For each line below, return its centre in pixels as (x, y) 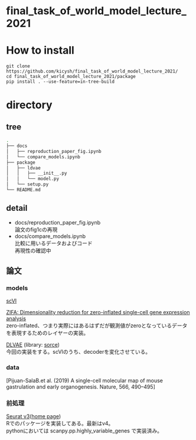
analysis (16, 319)
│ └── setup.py (27, 184)
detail (17, 208)
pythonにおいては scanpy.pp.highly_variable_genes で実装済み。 (84, 431)
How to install (40, 50)
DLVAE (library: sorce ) (33, 345)
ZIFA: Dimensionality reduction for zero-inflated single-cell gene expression (98, 312)
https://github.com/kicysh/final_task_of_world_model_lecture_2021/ (92, 71)
